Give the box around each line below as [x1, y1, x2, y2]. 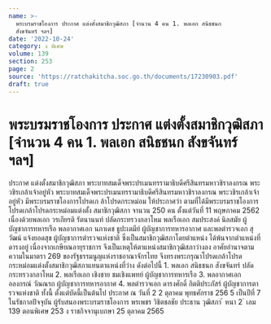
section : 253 [8, 58, 53, 66]
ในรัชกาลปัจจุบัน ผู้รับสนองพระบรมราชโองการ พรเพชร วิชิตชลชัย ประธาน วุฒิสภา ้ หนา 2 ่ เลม [8, 297, 256, 307]
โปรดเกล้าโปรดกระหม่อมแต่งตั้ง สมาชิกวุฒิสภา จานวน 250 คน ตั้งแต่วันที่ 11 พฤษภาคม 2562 [8, 205, 260, 216]
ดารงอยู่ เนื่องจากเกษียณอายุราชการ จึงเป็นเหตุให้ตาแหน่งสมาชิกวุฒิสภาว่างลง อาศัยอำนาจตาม [8, 242, 255, 252]
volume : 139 [8, 50, 49, 58]
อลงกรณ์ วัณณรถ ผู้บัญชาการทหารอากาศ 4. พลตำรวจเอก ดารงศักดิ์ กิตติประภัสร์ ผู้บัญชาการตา [8, 278, 259, 289]
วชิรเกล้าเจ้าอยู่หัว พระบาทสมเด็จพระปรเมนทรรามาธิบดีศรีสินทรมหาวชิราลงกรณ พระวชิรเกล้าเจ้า [8, 187, 260, 197]
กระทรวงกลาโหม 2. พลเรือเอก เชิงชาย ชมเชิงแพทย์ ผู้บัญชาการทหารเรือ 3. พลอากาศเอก [8, 269, 242, 279]
